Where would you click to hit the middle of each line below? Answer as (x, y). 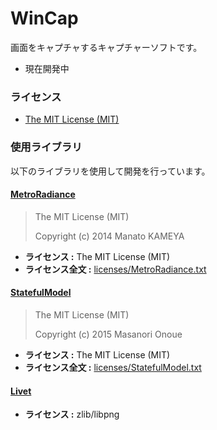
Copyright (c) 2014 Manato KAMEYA (109, 236)
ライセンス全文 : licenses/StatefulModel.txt (113, 367)
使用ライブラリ (46, 147)
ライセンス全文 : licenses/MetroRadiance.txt (115, 269)
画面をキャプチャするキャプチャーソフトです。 (106, 47)
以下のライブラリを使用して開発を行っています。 (110, 171)
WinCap (44, 18)
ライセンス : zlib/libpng (72, 414)
